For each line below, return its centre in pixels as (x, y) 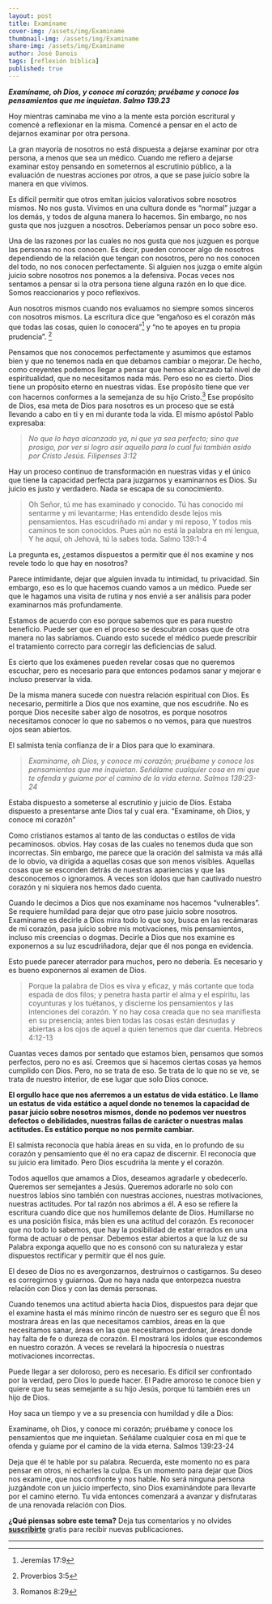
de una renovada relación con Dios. (68, 1504)
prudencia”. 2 (30, 336)
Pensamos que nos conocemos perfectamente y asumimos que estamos (130, 353)
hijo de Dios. (29, 1397)
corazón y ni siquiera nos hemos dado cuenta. (86, 887)
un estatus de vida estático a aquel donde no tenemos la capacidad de (129, 1103)
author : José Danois (43, 54)
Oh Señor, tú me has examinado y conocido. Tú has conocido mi (136, 504)
